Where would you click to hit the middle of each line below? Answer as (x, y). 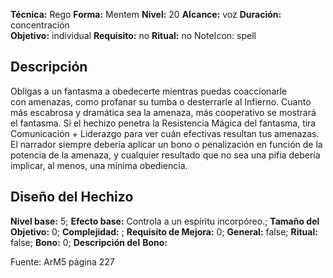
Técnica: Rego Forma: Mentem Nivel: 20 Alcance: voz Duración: (146, 14)
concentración (40, 25)
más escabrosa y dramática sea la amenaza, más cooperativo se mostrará (163, 112)
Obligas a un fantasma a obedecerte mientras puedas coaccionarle (149, 91)
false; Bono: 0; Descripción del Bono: (89, 242)
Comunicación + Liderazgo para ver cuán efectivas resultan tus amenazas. (165, 133)
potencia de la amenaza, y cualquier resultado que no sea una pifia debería (165, 155)
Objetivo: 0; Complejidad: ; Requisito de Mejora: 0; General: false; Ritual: (164, 231)
